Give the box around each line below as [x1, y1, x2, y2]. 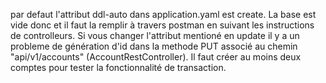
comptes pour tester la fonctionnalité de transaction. [10, 62, 227, 73]
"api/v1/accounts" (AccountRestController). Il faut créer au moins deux [10, 51, 302, 63]
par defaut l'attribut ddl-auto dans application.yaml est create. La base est [10, 9, 317, 20]
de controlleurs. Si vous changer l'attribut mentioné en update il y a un [10, 30, 300, 41]
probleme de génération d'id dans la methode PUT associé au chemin [10, 40, 298, 52]
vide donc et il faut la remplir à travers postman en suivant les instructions [10, 19, 315, 31]
